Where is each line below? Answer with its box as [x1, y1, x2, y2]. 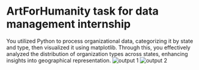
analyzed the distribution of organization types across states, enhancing [6, 50, 188, 57]
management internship [6, 17, 131, 31]
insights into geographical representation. [6, 57, 111, 64]
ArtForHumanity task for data [6, 4, 159, 18]
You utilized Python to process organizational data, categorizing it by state [6, 37, 194, 44]
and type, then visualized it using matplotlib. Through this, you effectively [6, 44, 191, 51]
